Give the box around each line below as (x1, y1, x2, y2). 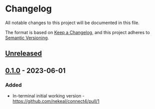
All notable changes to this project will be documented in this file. (5, 20, 140, 26)
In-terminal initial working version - (12, 93, 85, 99)
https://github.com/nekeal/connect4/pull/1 (12, 98, 100, 104)
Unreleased (5, 49, 42, 58)
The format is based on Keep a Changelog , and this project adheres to (5, 29, 150, 35)
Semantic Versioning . (5, 35, 49, 41)
